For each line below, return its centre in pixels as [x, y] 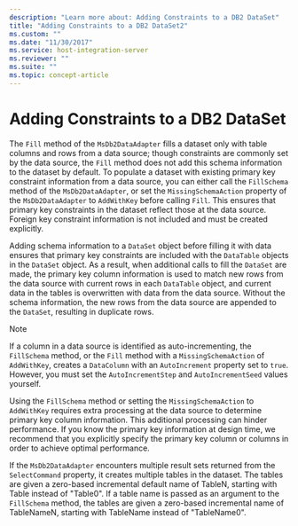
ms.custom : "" [35, 34]
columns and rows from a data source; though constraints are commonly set [149, 153]
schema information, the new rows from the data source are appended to [143, 302]
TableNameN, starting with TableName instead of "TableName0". [128, 512]
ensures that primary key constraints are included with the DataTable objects [149, 255]
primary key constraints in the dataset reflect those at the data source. [138, 209]
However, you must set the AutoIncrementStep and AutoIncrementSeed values [149, 374]
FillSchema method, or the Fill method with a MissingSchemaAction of [137, 355]
